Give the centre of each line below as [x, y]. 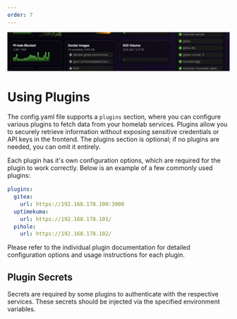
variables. [22, 309]
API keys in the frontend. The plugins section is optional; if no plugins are [114, 139]
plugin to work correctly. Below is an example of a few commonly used [110, 168]
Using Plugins [49, 97]
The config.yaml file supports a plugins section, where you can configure [114, 117]
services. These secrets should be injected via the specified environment [114, 302]
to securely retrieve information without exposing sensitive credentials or [113, 132]
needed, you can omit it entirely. [54, 147]
